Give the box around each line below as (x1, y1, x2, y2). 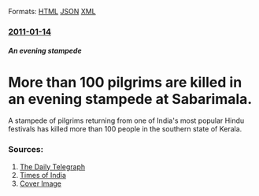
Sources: (8, 144, 44, 155)
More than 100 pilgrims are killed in (8, 73, 242, 91)
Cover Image (19, 179, 61, 188)
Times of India (19, 170, 67, 179)
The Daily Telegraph (19, 161, 86, 172)
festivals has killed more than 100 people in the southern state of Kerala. (8, 124, 242, 134)
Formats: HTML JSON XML (8, 7, 96, 16)
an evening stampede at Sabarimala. (8, 90, 253, 108)
